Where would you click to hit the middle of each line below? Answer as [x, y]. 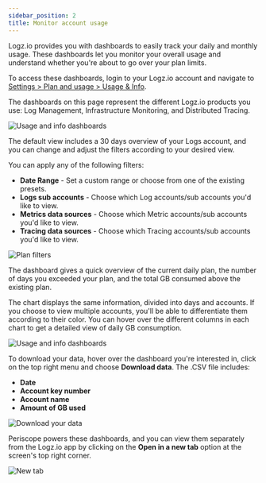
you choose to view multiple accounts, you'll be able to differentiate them [128, 311]
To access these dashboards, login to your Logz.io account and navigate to [131, 78]
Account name [44, 399]
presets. [33, 188]
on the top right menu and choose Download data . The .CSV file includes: [129, 367]
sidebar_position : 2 [42, 15]
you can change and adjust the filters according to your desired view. [121, 149]
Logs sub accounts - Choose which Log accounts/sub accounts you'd [135, 197]
